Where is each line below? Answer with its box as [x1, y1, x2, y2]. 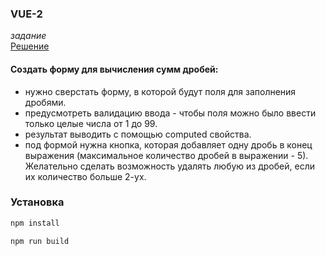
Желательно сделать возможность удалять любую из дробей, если [24, 160, 315, 172]
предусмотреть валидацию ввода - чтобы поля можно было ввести [24, 107, 317, 119]
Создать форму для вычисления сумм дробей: [10, 63, 219, 75]
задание [10, 30, 47, 42]
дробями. [24, 96, 67, 108]
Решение [10, 40, 50, 52]
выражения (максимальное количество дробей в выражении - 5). [24, 149, 309, 161]
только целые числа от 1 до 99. [24, 117, 158, 129]
